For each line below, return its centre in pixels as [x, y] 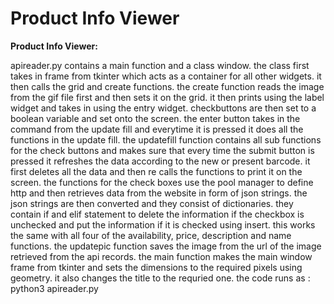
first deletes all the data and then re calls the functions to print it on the [156, 171]
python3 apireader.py [54, 288]
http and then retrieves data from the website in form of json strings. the [159, 193]
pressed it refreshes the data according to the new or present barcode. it [160, 161]
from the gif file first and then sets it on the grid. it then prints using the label [167, 97]
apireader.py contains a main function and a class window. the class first [160, 65]
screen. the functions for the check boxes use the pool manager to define [162, 182]
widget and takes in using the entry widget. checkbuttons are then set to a [163, 108]
